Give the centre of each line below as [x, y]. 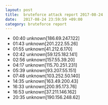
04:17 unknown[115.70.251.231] [45, 65]
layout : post [19, 10]
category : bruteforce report [36, 24]
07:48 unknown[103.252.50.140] [46, 76]
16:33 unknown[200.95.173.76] [45, 87]
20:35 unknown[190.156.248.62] [46, 97]
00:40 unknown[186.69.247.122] [46, 38]
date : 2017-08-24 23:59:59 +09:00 [44, 19]
